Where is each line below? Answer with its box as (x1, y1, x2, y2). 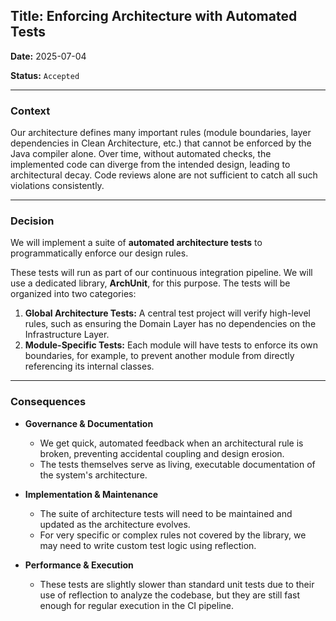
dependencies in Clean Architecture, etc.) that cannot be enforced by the (10, 137, 312, 149)
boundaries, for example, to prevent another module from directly (24, 350, 295, 362)
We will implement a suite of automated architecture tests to (10, 237, 263, 249)
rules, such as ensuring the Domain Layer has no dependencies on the (24, 318, 317, 330)
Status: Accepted (10, 69, 80, 81)
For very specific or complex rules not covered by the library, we (39, 529, 307, 541)
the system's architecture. (39, 469, 148, 481)
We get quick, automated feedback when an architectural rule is (39, 437, 304, 449)
